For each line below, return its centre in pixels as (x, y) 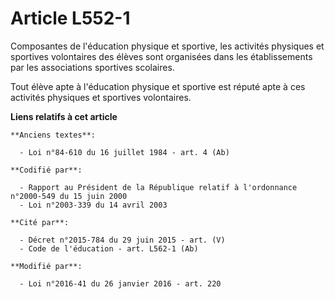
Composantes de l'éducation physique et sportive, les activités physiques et (167, 46)
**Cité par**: (40, 222)
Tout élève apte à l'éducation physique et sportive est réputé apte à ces (158, 86)
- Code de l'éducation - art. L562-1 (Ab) (109, 248)
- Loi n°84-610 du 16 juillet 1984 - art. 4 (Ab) (124, 152)
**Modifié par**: (46, 266)
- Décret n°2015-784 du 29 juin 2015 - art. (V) (122, 240)
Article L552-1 (70, 18)
